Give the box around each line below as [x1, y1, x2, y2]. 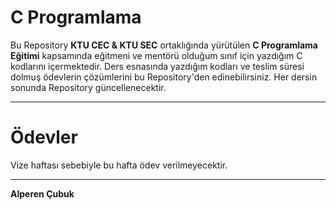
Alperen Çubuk [10, 187, 75, 200]
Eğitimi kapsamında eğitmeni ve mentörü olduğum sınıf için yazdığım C [10, 49, 303, 61]
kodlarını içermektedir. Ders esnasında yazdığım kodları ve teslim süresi [10, 60, 305, 72]
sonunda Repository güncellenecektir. [10, 81, 167, 93]
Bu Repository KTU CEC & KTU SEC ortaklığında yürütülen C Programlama [10, 39, 318, 51]
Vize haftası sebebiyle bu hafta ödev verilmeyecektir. [10, 159, 228, 171]
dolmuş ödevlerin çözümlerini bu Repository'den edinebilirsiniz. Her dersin [10, 71, 318, 83]
